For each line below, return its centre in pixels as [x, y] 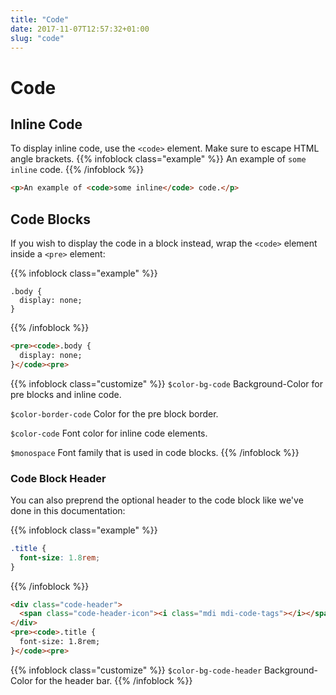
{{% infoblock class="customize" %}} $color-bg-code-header [136, 670]
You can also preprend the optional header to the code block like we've [157, 500]
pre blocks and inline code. [66, 394]
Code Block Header [58, 478]
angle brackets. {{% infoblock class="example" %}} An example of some [158, 159]
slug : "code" [37, 38]
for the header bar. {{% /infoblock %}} [113, 680]
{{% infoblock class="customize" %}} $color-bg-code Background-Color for [166, 383]
